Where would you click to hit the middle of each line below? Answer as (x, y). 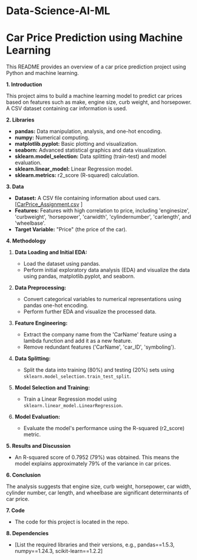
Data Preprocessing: (40, 288)
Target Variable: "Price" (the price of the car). (71, 230)
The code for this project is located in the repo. (72, 522)
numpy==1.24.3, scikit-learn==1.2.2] (59, 551)
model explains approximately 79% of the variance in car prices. (93, 464)
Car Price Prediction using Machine (94, 38)
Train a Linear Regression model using (70, 399)
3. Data (15, 186)
